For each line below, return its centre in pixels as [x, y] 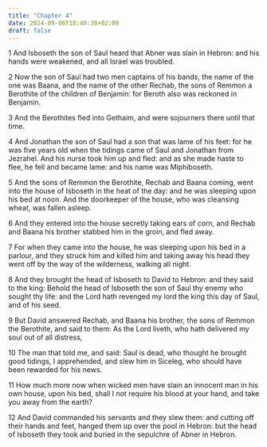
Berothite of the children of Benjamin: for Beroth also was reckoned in [123, 94]
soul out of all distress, [45, 337]
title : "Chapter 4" [41, 16]
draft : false [30, 30]
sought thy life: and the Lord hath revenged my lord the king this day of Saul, [134, 296]
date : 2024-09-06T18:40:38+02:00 [64, 23]
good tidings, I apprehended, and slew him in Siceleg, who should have [125, 361]
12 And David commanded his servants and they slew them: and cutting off [132, 418]
